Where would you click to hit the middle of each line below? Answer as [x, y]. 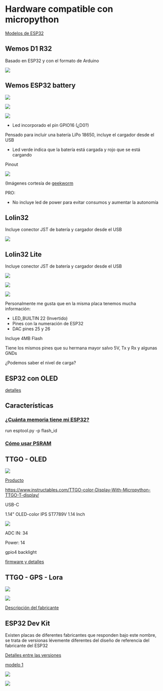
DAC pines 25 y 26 [31, 329]
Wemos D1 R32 [29, 49]
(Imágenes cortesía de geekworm [39, 183]
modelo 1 [14, 665]
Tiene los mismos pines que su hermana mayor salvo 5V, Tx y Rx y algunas [81, 348]
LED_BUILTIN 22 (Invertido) [40, 318]
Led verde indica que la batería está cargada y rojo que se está [76, 150]
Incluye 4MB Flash [24, 339]
